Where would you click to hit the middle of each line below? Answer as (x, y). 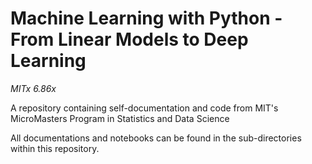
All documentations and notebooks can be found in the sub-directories (156, 138)
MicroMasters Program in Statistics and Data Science (120, 118)
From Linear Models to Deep (129, 39)
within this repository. (55, 148)
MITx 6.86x (33, 88)
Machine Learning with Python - (146, 18)
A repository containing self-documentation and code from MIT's (144, 108)
